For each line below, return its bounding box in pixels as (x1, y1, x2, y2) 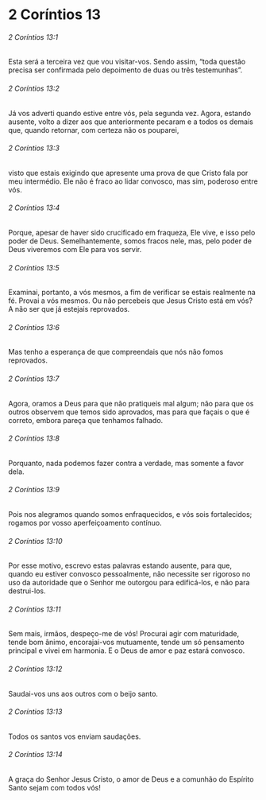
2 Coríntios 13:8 (8, 433, 60, 443)
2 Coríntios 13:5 (8, 262, 60, 272)
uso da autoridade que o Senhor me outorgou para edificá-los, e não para (8, 578, 250, 588)
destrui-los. (8, 586, 46, 596)
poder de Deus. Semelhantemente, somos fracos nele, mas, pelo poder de (8, 236, 253, 246)
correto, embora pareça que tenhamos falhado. (8, 415, 164, 425)
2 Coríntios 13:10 (8, 536, 63, 546)
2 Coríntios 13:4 (8, 203, 60, 212)
